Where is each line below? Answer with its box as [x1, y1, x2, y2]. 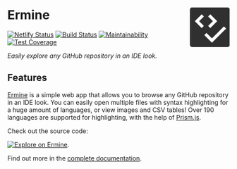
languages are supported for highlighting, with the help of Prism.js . [7, 113, 202, 121]
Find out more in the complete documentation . [7, 154, 142, 162]
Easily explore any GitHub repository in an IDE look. [7, 51, 157, 60]
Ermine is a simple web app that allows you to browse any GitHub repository [7, 90, 229, 99]
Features [7, 72, 47, 84]
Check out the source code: [7, 127, 88, 135]
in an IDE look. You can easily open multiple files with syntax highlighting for [7, 98, 229, 106]
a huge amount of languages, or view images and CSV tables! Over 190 [7, 106, 214, 114]
